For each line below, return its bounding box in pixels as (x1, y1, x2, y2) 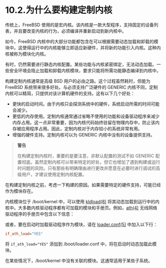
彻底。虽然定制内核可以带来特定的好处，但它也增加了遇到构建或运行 (21, 159, 161, 165)
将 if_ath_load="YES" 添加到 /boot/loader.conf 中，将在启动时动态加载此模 (5, 241, 157, 247)
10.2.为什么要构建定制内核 (5, 4, 113, 16)
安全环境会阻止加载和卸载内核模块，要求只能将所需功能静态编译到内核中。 (9, 67, 161, 73)
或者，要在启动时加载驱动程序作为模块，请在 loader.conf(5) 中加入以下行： (5, 221, 158, 227)
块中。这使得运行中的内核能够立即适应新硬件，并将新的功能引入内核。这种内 (5, 45, 161, 50)
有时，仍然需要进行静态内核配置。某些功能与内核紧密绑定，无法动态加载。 (5, 61, 157, 67)
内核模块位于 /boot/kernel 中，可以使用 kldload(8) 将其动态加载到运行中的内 (5, 198, 160, 204)
